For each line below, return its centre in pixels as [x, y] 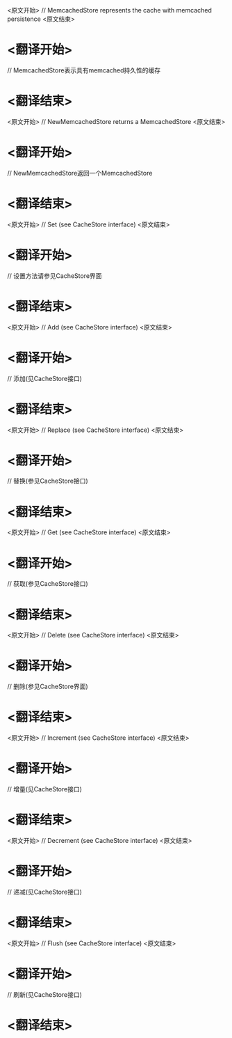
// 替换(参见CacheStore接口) [48, 481]
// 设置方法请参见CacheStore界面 [55, 276]
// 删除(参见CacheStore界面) [48, 687]
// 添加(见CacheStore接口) [44, 378]
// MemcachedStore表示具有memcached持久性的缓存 [84, 70]
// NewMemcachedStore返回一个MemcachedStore [80, 173]
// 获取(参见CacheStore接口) [48, 584]
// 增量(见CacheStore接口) [44, 789]
